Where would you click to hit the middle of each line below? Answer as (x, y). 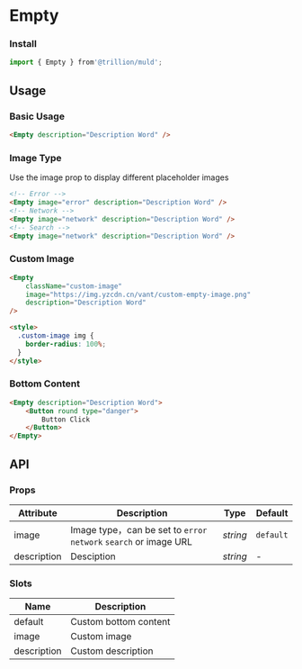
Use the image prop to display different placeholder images (119, 177)
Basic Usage (37, 116)
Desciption (93, 556)
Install (23, 44)
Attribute (37, 512)
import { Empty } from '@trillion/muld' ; (86, 63)
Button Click (66, 420)
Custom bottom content (120, 622)
